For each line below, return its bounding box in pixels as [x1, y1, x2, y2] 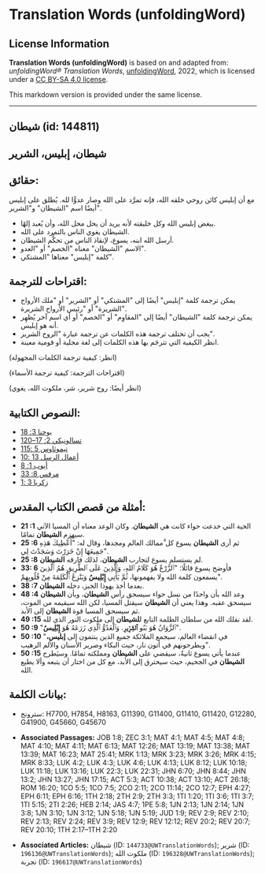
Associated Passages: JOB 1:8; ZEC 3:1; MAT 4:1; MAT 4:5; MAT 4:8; [20, 732, 245, 742]
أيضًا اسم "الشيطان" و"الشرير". [9, 203, 101, 212]
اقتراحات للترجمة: [9, 275, 87, 288]
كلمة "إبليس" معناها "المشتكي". [20, 252, 114, 261]
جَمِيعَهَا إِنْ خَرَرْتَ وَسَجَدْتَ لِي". [20, 547, 109, 556]
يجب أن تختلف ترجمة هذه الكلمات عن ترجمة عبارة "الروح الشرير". [20, 329, 215, 338]
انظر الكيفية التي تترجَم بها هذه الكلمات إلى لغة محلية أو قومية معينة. [20, 338, 219, 347]
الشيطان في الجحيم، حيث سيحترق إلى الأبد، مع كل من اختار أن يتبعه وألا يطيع [20, 657, 245, 667]
